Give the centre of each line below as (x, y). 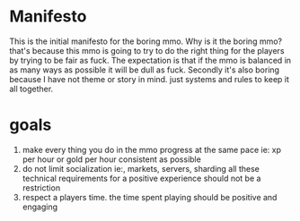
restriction (41, 187)
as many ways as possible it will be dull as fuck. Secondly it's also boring (145, 70)
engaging (40, 207)
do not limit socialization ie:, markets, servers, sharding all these (141, 168)
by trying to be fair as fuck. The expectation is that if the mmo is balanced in (150, 60)
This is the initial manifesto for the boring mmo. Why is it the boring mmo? (146, 41)
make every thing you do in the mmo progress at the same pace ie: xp (151, 149)
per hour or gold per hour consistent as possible (112, 159)
